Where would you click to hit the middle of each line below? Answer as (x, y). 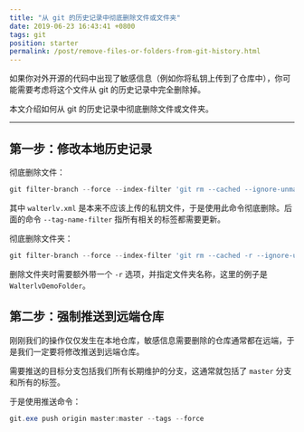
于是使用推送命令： (45, 401)
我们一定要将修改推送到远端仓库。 (81, 351)
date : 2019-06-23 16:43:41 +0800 (72, 26)
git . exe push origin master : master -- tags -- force (107, 418)
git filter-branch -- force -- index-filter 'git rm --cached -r (131, 255)
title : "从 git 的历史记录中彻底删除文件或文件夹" (95, 18)
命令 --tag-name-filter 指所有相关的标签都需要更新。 (125, 219)
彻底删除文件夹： (41, 238)
